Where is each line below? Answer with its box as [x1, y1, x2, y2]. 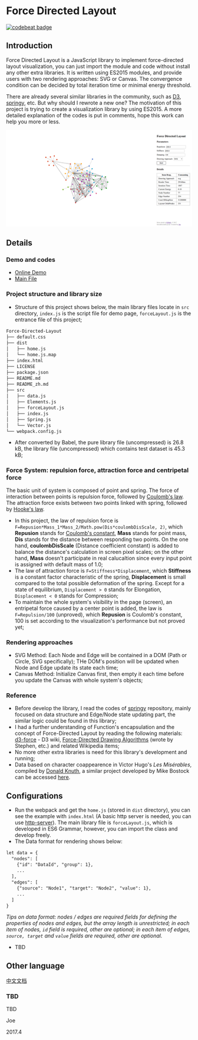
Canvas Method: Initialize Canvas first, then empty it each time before [14, 671, 184, 678]
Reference [6, 691, 37, 700]
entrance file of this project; [14, 316, 82, 323]
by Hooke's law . [6, 506, 45, 513]
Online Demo [14, 269, 47, 276]
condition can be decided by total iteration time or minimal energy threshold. [6, 81, 192, 88]
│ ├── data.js [6, 393, 46, 399]
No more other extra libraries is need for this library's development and [14, 749, 187, 756]
